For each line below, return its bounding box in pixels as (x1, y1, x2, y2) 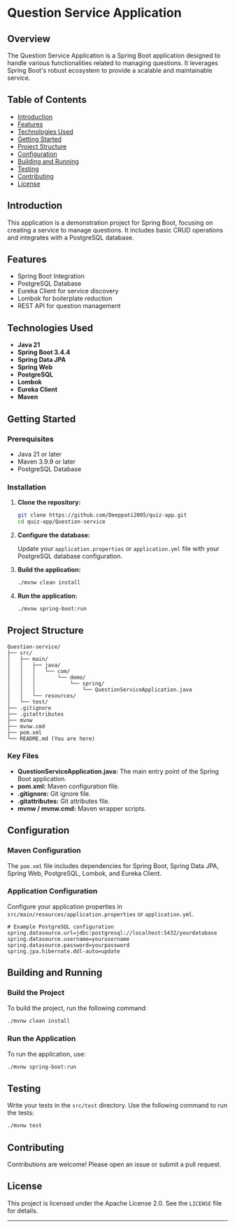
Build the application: (17, 565, 81, 573)
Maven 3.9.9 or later (17, 457, 76, 466)
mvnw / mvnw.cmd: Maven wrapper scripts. (17, 804, 147, 813)
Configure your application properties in (7, 902, 122, 911)
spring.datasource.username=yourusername (7, 935, 130, 942)
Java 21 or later (17, 449, 62, 458)
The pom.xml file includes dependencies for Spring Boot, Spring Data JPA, (7, 861, 219, 870)
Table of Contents (7, 94, 87, 106)
